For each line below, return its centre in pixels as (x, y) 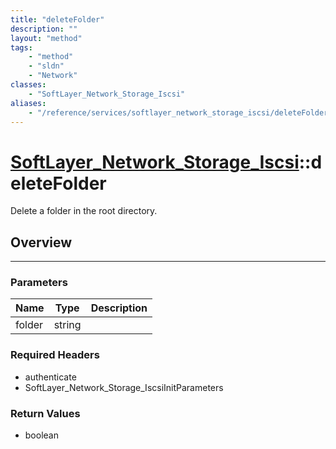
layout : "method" (46, 38)
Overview (41, 242)
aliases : (28, 103)
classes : (28, 85)
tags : (21, 47)
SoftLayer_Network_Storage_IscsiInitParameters (124, 387)
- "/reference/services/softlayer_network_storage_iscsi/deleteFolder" (180, 112)
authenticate (50, 377)
